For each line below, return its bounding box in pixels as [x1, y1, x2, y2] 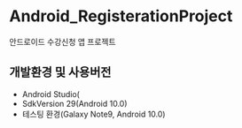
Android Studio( [21, 88, 80, 99]
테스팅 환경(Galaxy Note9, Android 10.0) [21, 109, 166, 119]
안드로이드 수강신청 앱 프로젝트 [9, 36, 117, 47]
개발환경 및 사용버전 [9, 64, 112, 80]
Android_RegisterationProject [9, 6, 233, 26]
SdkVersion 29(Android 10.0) [21, 98, 128, 109]
